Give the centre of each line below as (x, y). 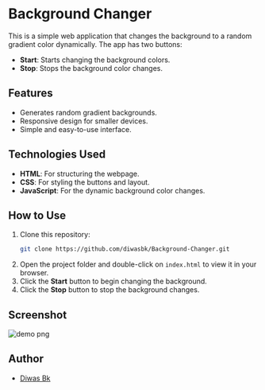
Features (31, 94)
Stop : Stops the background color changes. (91, 68)
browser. (34, 273)
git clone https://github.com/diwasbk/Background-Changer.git (125, 249)
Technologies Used (57, 155)
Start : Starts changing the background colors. (95, 60)
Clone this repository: (55, 235)
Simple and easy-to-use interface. (76, 129)
